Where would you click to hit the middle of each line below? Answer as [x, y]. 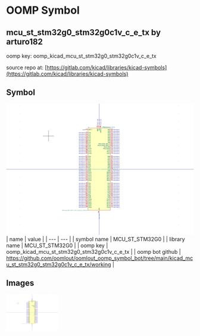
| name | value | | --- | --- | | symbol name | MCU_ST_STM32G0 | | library [96, 239]
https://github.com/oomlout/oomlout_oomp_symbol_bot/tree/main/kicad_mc [100, 258]
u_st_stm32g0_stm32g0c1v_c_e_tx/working [59, 264]
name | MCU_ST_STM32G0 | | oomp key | [57, 245]
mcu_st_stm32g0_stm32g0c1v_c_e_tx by [84, 32]
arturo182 [25, 41]
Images [20, 283]
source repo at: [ [26, 67]
